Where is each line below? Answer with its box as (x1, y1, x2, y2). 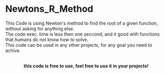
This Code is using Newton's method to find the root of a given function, (5, 20, 158, 26)
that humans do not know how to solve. (5, 36, 89, 43)
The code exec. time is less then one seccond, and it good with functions (5, 31, 160, 37)
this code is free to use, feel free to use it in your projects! (24, 63, 149, 69)
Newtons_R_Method (5, 3, 93, 15)
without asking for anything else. (5, 25, 74, 31)
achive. (5, 47, 21, 53)
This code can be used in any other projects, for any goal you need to (5, 42, 153, 48)
